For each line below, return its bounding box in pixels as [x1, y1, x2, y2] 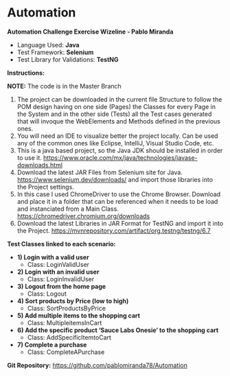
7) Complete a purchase [16, 340, 87, 349]
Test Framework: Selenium [16, 48, 94, 56]
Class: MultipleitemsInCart [27, 318, 102, 327]
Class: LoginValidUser [27, 260, 90, 268]
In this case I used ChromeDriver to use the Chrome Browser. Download [16, 190, 221, 198]
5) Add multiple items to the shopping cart [16, 311, 141, 320]
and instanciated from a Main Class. [16, 204, 119, 213]
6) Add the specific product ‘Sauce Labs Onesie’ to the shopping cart [16, 326, 219, 334]
